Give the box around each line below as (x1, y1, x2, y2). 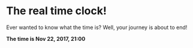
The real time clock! (6, 4, 107, 18)
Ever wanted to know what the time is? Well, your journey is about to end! (6, 24, 188, 31)
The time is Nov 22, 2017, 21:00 (6, 35, 86, 42)
